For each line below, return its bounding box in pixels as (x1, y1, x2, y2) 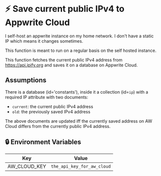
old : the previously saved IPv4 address (12, 109, 91, 114)
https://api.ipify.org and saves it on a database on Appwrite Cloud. (5, 62, 138, 68)
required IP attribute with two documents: (5, 94, 89, 100)
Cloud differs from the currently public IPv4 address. (5, 123, 111, 129)
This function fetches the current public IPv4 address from (5, 57, 123, 63)
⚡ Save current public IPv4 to (5, 3, 125, 15)
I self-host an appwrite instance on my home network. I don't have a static (5, 33, 154, 39)
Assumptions (5, 76, 47, 84)
